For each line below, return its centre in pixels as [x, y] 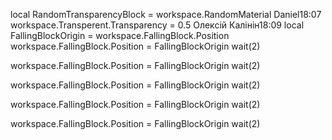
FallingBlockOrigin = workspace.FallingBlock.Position [120, 35]
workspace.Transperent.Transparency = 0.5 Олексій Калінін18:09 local [157, 25]
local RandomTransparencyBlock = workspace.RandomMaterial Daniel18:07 [166, 14]
